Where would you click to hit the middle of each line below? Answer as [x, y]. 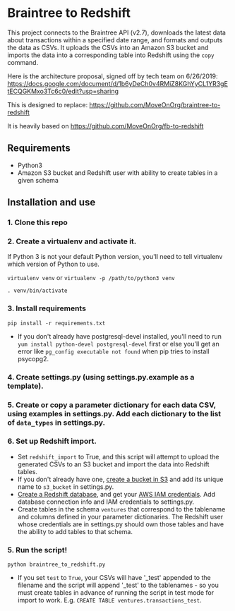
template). [25, 386]
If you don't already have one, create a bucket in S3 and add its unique [120, 479]
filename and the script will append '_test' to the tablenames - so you [118, 585]
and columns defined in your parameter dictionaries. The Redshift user [120, 516]
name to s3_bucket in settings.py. [66, 486]
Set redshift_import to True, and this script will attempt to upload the [118, 456]
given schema [38, 180]
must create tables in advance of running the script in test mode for [115, 593]
